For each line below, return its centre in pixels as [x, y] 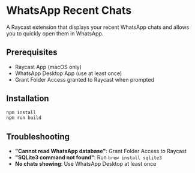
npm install [21, 112]
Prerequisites [32, 53]
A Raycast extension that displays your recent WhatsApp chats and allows [98, 27]
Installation [28, 99]
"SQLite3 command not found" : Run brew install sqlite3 [88, 157]
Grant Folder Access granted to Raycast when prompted [85, 79]
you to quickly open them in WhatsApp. [55, 33]
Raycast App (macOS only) [48, 67]
